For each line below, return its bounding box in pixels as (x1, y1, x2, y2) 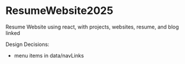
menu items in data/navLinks (14, 52, 84, 59)
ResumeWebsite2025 (5, 4, 114, 17)
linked (5, 29, 21, 36)
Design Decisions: (5, 41, 49, 48)
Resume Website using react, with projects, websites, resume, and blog (5, 23, 179, 30)
